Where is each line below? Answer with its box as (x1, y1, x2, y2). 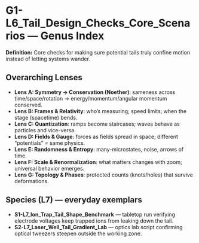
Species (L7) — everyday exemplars (5, 195, 143, 205)
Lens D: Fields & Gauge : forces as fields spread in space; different (14, 133, 179, 140)
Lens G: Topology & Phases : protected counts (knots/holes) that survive (14, 171, 194, 178)
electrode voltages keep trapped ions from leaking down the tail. (14, 217, 174, 224)
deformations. (14, 177, 49, 184)
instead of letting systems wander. (5, 55, 91, 62)
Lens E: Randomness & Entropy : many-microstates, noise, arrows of (14, 145, 183, 153)
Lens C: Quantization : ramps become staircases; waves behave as (14, 120, 180, 127)
